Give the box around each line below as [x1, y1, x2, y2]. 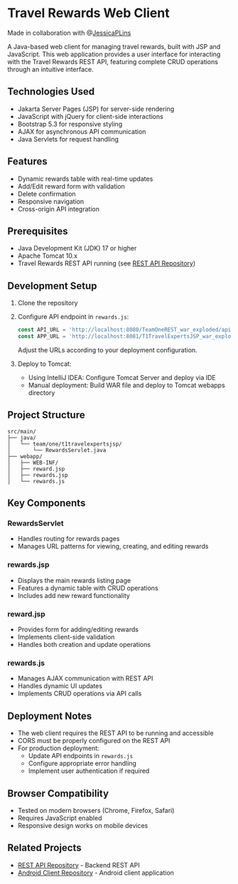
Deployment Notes [7, 710, 92, 722]
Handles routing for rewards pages [17, 535, 120, 543]
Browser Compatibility [7, 787, 109, 799]
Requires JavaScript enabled [17, 814, 102, 822]
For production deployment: [17, 744, 99, 752]
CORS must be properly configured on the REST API [17, 737, 171, 745]
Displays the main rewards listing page [17, 576, 131, 584]
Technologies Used [7, 85, 94, 98]
